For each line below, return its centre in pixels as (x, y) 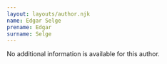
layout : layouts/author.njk (49, 14)
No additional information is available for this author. (83, 54)
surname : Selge (29, 34)
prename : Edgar (29, 27)
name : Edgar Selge (34, 21)
